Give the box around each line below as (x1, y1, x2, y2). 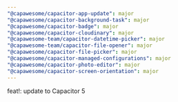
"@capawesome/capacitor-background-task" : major (7, 17, 150, 23)
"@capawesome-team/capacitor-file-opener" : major (7, 42, 153, 49)
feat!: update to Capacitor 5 (7, 87, 86, 95)
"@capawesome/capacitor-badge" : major (7, 23, 119, 30)
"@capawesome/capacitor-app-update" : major (7, 10, 135, 17)
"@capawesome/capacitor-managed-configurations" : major (7, 55, 171, 62)
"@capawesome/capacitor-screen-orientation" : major (7, 68, 159, 74)
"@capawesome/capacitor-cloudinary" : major (7, 29, 135, 37)
